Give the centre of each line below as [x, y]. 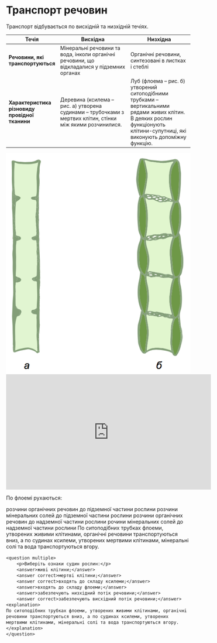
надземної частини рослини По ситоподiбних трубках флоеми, [85, 528]
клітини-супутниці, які [159, 131]
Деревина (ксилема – [87, 100]
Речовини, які [26, 57]
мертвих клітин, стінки [89, 118]
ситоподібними [149, 93]
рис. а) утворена [81, 105]
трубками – [145, 100]
